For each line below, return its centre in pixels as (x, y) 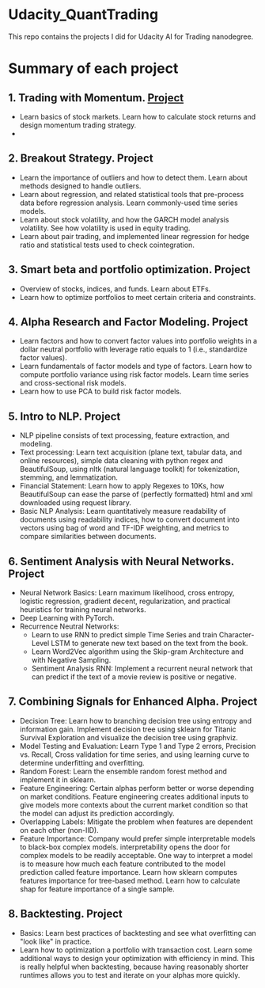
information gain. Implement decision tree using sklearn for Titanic (128, 729)
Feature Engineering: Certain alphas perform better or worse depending (137, 788)
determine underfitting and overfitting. (82, 762)
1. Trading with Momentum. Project (96, 98)
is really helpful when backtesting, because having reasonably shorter (134, 967)
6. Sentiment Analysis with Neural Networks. (121, 561)
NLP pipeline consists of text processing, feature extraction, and (124, 435)
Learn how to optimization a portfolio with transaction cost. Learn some (136, 950)
